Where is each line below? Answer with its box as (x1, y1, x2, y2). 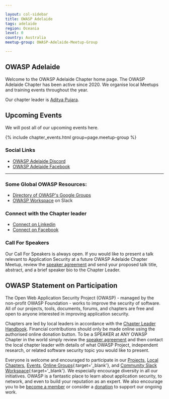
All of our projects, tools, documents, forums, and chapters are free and (5, 305, 154, 312)
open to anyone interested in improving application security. (5, 311, 130, 317)
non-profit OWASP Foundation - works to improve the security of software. (5, 300, 161, 306)
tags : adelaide (5, 21, 37, 26)
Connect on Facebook (12, 227, 59, 233)
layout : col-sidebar (5, 12, 49, 17)
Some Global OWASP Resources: (5, 180, 87, 187)
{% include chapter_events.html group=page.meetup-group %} (5, 134, 137, 140)
